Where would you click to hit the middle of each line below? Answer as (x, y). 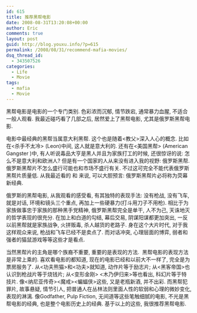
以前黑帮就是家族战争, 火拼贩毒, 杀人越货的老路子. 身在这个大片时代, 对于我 (97, 225)
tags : (13, 83)
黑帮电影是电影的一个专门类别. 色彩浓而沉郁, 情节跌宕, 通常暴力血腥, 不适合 (97, 111)
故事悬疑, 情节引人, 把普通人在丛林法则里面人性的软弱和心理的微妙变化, (105, 289)
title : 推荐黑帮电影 (29, 17)
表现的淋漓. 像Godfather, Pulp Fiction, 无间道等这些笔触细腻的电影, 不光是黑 (98, 296)
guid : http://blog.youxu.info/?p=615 (52, 45)
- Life (19, 72)
